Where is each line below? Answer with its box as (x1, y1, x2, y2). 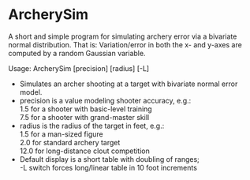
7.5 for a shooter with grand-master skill (19, 112, 150, 122)
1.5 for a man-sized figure (19, 129, 104, 139)
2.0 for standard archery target (19, 137, 121, 147)
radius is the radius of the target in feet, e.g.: (19, 121, 165, 130)
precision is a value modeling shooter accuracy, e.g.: (19, 96, 192, 105)
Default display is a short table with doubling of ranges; (19, 154, 200, 163)
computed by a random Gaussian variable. (8, 48, 146, 58)
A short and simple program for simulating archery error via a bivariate (8, 32, 237, 41)
